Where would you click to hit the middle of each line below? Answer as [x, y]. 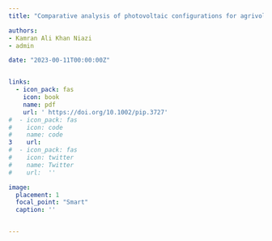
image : [19, 187]
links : [19, 82]
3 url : [25, 143]
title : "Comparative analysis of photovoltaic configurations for [123, 16]
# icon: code [36, 127]
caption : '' [36, 210]
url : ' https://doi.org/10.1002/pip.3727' [96, 112]
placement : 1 [38, 195]
